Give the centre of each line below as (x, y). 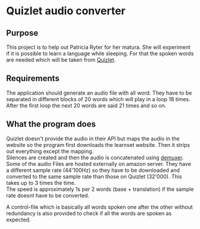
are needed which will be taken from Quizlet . (61, 60)
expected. (18, 219)
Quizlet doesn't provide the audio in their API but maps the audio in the (93, 139)
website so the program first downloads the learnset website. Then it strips (98, 145)
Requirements (33, 79)
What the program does (51, 124)
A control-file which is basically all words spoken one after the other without (100, 207)
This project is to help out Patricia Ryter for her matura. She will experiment (98, 47)
